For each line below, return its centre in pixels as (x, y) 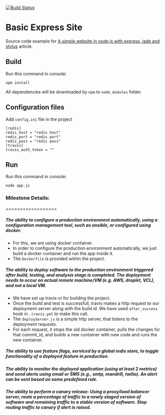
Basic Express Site (44, 28)
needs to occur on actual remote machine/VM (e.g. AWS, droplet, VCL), (80, 280)
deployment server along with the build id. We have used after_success (85, 308)
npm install (18, 83)
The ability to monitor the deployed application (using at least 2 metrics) (81, 369)
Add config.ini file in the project (39, 119)
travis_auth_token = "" (30, 150)
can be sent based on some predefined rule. (52, 379)
